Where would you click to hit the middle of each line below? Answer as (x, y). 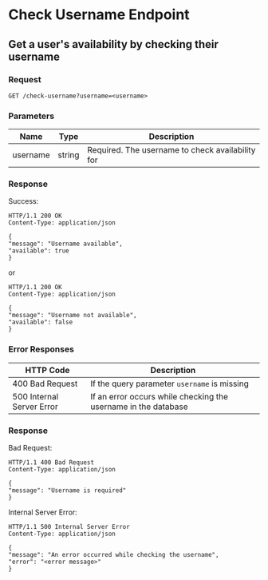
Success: (24, 201)
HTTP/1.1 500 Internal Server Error (69, 527)
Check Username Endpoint (99, 15)
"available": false (41, 322)
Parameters (31, 116)
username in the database (139, 407)
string (69, 155)
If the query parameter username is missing (169, 383)
